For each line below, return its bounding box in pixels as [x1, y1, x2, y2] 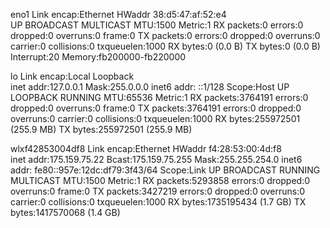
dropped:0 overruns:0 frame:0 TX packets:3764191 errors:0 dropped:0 [10, 102, 302, 114]
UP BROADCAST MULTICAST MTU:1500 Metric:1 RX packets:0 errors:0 [10, 19, 304, 31]
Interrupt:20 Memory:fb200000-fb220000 [10, 51, 187, 63]
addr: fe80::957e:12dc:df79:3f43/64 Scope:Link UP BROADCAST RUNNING [10, 164, 321, 176]
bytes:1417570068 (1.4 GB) [10, 207, 121, 218]
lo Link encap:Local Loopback [10, 70, 135, 82]
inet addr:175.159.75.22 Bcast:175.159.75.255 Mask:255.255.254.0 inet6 [10, 154, 303, 165]
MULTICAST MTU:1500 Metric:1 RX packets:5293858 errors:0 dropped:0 [10, 175, 311, 186]
